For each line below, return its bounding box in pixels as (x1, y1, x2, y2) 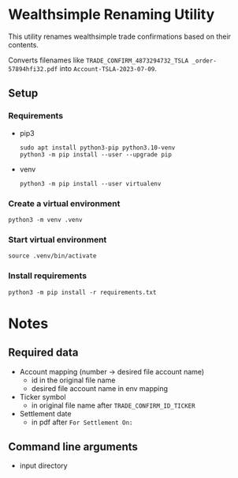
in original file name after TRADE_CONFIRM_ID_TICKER (31, 401, 195, 410)
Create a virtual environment (8, 198, 121, 209)
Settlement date (19, 408, 72, 418)
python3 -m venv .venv (8, 216, 83, 224)
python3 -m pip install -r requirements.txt (8, 288, 157, 296)
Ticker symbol (19, 392, 66, 401)
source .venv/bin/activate (8, 252, 97, 260)
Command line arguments (8, 440, 138, 454)
